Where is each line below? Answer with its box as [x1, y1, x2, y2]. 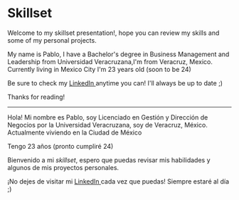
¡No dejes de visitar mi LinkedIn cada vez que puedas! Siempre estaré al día [7, 177, 230, 186]
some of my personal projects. [7, 36, 97, 44]
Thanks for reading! [7, 93, 65, 101]
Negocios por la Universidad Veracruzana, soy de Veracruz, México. [7, 120, 208, 129]
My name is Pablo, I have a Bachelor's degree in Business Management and [7, 50, 230, 58]
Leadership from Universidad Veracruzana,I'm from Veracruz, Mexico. [7, 57, 213, 65]
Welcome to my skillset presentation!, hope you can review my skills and [7, 28, 220, 37]
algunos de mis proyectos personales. [7, 163, 119, 172]
